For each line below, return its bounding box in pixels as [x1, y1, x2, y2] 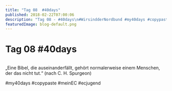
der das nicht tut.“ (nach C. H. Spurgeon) [5, 70, 92, 76]
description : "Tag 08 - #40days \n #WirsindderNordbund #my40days [5, 17, 145, 22]
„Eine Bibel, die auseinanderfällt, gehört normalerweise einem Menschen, [5, 65, 160, 71]
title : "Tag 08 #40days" [5, 7, 60, 13]
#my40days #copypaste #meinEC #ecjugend [5, 80, 101, 86]
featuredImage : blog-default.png [5, 21, 77, 27]
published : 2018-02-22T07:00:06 [5, 12, 74, 17]
